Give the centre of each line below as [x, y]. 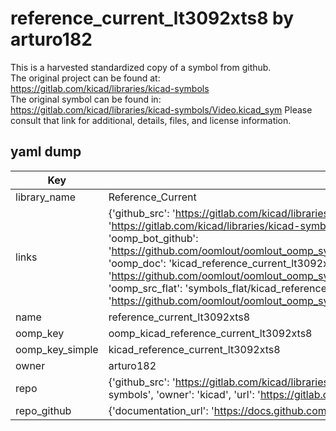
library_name [46, 197]
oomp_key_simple [57, 349]
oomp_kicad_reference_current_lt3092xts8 [210, 333]
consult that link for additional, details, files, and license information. [151, 120]
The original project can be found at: [85, 78]
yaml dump [46, 152]
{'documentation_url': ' [161, 410]
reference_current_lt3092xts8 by [152, 18]
